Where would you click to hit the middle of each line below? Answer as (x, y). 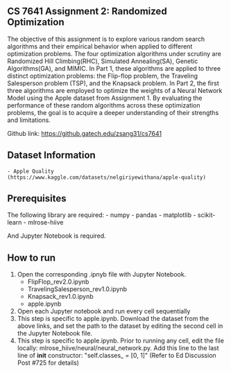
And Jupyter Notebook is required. (57, 236)
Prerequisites (37, 199)
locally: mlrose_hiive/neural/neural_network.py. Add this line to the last (118, 348)
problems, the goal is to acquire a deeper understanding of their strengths (113, 112)
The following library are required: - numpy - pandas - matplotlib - (102, 215)
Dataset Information (51, 155)
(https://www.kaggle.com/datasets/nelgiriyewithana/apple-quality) (107, 177)
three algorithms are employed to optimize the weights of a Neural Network (115, 90)
